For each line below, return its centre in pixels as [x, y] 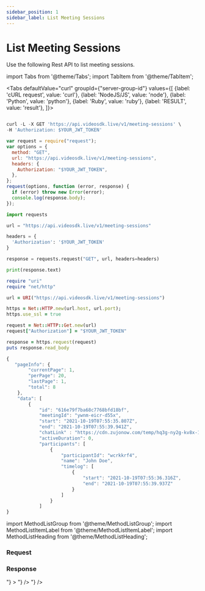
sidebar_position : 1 [33, 12]
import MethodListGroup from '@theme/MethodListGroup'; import [89, 524]
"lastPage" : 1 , [48, 382]
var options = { [27, 147]
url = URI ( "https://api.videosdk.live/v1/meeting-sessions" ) [86, 298]
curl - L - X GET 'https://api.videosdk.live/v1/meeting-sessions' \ [94, 125]
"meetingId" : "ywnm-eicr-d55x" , [80, 416]
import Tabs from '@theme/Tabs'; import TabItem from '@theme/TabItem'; [100, 76]
